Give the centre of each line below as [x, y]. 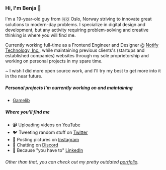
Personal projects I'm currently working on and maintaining [69, 88]
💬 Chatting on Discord [35, 145]
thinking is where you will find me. [40, 35]
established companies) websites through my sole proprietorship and [77, 56]
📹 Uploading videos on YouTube [46, 125]
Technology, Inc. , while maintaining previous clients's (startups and [75, 50]
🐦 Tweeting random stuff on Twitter [50, 132]
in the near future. [24, 76]
